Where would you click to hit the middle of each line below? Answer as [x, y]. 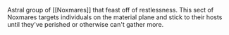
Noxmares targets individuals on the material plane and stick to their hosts [115, 17]
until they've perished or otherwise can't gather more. [86, 24]
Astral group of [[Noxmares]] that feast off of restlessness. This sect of [110, 10]
